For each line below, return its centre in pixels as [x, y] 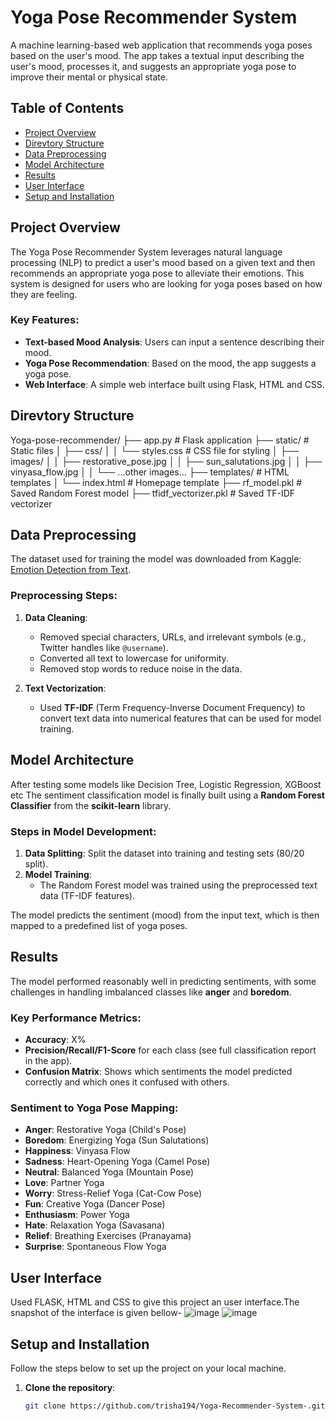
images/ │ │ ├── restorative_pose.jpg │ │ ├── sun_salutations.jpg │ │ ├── [166, 461]
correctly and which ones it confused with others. [127, 1082]
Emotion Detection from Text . [71, 570]
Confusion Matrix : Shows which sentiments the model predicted [158, 1071]
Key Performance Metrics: [76, 1018]
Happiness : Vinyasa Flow [77, 1151]
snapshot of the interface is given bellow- [96, 1313]
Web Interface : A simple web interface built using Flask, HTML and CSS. [174, 384]
